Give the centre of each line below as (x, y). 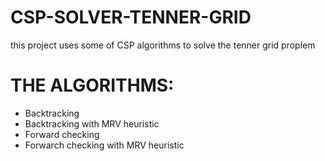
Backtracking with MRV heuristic (92, 123)
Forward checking (62, 134)
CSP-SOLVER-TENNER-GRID (131, 17)
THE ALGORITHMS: (92, 85)
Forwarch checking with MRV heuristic (104, 145)
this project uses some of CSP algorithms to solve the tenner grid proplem (163, 45)
